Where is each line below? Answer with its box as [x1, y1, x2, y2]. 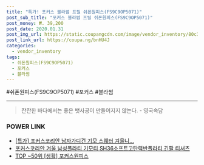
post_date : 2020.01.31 [6, 25, 64, 32]
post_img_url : [6, 32, 42, 38]
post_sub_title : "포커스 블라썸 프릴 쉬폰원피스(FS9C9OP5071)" [6, 15, 153, 21]
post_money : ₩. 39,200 [6, 20, 64, 26]
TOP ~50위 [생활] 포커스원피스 [15, 152, 89, 160]
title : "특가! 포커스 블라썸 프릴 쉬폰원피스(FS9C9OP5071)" [6, 8, 143, 15]
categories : [6, 43, 36, 49]
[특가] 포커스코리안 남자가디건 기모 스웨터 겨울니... [15, 137, 135, 144]
